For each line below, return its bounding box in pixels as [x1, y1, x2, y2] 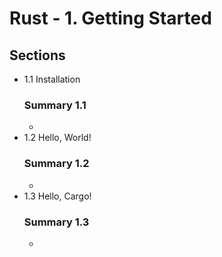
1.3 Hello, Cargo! [23, 190, 92, 202]
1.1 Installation [23, 73, 81, 85]
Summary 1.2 [23, 157, 90, 171]
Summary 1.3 [23, 215, 90, 229]
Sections [9, 47, 66, 64]
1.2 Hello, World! [23, 132, 92, 144]
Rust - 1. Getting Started [9, 7, 212, 30]
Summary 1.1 [23, 98, 87, 112]
